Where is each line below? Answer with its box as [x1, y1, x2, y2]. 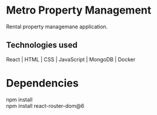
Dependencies [6, 76, 79, 90]
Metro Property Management [6, 4, 152, 17]
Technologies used [6, 40, 78, 50]
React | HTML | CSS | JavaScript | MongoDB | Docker [6, 55, 136, 63]
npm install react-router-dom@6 [6, 102, 85, 109]
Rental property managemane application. [6, 23, 108, 30]
